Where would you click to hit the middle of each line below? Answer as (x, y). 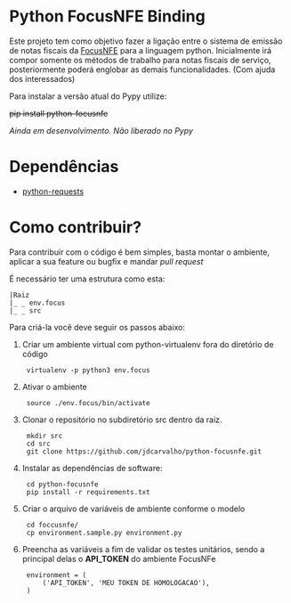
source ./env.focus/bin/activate (88, 403)
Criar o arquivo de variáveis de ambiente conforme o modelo (133, 509)
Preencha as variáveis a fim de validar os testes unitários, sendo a (143, 549)
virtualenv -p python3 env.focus (88, 370)
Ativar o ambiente (54, 387)
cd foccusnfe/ (53, 525)
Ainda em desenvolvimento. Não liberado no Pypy (101, 130)
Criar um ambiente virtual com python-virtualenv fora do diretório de (148, 344)
